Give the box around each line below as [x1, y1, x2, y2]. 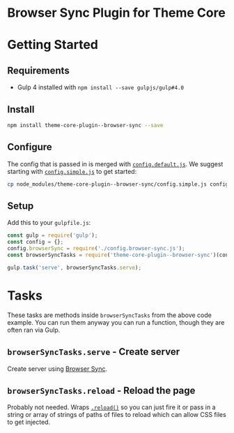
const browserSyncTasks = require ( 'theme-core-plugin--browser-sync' [7, 251, 214, 258]
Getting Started [7, 37, 99, 53]
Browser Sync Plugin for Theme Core [7, 5, 226, 21]
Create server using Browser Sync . [7, 365, 108, 373]
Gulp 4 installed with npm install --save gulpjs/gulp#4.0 [17, 83, 185, 91]
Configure [7, 141, 52, 153]
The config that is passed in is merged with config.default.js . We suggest [7, 159, 224, 168]
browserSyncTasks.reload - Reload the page [7, 384, 196, 396]
